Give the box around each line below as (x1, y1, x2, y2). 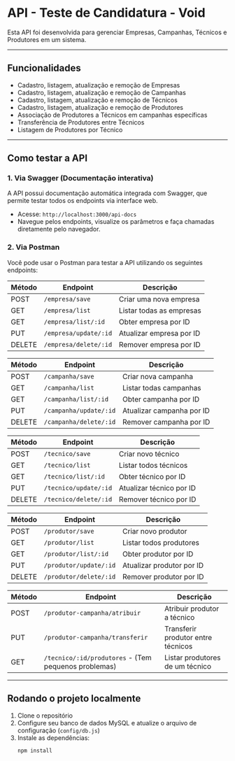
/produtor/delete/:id (43, 572, 116, 581)
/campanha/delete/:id (43, 418, 116, 426)
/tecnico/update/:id (43, 484, 113, 492)
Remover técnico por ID (118, 495, 197, 504)
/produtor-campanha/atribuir (43, 609, 141, 617)
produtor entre (164, 632, 212, 642)
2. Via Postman (7, 243, 60, 253)
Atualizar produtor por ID (122, 560, 204, 570)
